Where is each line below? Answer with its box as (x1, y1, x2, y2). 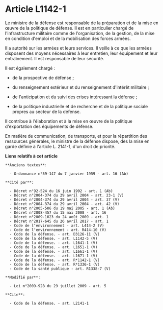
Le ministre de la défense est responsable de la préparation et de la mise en (5, 20, 159, 26)
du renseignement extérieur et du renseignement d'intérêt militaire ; (12, 84, 149, 90)
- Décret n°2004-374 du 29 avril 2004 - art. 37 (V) (9, 197, 120, 202)
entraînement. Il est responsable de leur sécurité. (5, 55, 105, 61)
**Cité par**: (5, 180, 34, 185)
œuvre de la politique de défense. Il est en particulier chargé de (5, 25, 134, 31)
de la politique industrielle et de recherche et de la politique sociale (12, 103, 148, 109)
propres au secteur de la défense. (12, 109, 81, 115)
